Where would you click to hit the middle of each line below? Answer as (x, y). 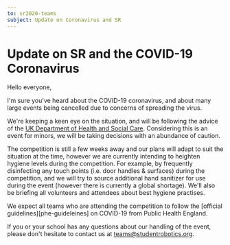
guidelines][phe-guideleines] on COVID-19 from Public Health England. (107, 213)
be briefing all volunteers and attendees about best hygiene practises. (106, 193)
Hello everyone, (30, 87)
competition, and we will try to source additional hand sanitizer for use (106, 178)
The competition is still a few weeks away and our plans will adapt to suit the (115, 149)
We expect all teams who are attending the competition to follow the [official (115, 206)
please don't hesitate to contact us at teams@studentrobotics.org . (101, 234)
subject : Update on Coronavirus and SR (64, 20)
